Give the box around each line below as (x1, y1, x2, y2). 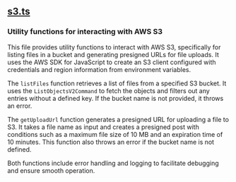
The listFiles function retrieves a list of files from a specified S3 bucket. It (7, 79, 227, 87)
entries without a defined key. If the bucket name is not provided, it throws (7, 94, 224, 102)
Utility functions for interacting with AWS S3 (7, 27, 163, 37)
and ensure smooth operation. (7, 166, 95, 175)
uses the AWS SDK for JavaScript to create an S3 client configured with (7, 58, 217, 66)
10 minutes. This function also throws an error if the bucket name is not (7, 138, 214, 146)
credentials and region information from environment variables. (7, 65, 191, 73)
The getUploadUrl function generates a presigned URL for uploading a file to (7, 115, 230, 123)
